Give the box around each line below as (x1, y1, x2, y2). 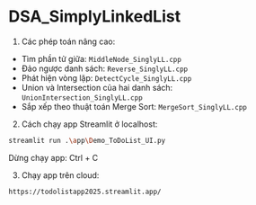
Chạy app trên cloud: (21, 169, 100, 181)
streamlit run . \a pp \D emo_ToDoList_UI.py (8, 136, 166, 145)
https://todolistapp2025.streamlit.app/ (8, 187, 163, 196)
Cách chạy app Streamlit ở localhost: (21, 119, 158, 129)
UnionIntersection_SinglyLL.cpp (21, 93, 143, 102)
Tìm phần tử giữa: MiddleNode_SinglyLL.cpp (21, 53, 181, 64)
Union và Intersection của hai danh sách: (21, 82, 173, 93)
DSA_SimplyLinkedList (8, 6, 181, 27)
